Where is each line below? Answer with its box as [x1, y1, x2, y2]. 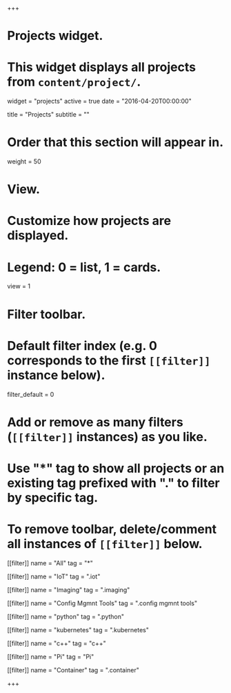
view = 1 [7, 282, 31, 291]
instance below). [7, 367, 106, 383]
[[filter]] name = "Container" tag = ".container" [7, 665, 140, 674]
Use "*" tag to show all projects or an [7, 460, 225, 476]
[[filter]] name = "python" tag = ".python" [7, 612, 125, 621]
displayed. [7, 228, 69, 244]
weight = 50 [7, 157, 41, 166]
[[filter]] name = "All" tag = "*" [7, 558, 93, 567]
